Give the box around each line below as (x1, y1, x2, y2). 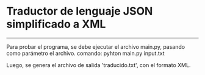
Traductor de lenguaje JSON (6, 4, 153, 18)
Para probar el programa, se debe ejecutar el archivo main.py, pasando (6, 43, 185, 50)
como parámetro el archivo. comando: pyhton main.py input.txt (6, 49, 165, 57)
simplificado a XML (6, 17, 106, 31)
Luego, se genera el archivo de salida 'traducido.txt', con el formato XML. (6, 61, 191, 68)
